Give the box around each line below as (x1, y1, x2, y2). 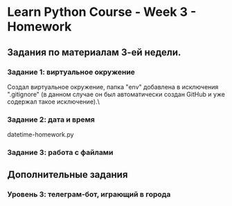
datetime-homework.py (7, 131, 74, 139)
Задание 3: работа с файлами (7, 148, 114, 158)
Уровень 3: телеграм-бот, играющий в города (7, 189, 171, 199)
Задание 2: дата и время (7, 115, 96, 124)
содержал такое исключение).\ (7, 97, 100, 106)
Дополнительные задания (7, 169, 128, 180)
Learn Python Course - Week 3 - (7, 4, 197, 20)
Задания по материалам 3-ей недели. (7, 46, 181, 58)
